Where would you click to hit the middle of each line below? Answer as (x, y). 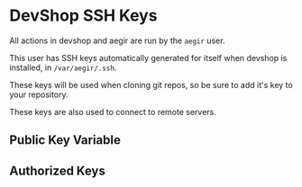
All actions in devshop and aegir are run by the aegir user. (117, 40)
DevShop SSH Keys (83, 16)
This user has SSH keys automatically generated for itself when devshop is (148, 58)
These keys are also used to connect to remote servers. (113, 111)
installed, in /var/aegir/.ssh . (63, 67)
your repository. (39, 94)
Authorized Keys (57, 170)
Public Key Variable (65, 140)
